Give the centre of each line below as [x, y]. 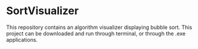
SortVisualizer [43, 11]
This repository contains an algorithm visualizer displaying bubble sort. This [99, 27]
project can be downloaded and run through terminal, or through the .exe [96, 33]
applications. [22, 40]
